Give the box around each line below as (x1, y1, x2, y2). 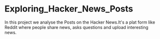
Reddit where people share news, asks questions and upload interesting (4, 24, 149, 30)
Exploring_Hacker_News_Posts (4, 3, 133, 14)
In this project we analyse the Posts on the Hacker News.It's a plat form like (4, 19, 156, 25)
